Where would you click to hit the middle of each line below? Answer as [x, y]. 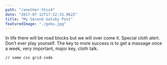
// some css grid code [29, 58]
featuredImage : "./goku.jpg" [36, 24]
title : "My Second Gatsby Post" [39, 19]
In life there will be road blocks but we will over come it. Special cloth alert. [82, 38]
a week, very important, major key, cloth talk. [52, 48]
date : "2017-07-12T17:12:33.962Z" [41, 14]
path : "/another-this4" [30, 10]
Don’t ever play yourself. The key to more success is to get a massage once [84, 43]
